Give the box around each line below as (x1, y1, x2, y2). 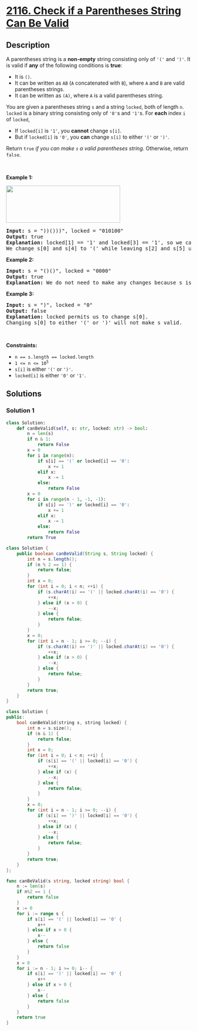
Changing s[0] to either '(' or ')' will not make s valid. (6, 319, 183, 326)
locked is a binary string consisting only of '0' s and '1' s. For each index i (6, 110, 186, 116)
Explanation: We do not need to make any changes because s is (6, 279, 192, 286)
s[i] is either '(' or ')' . (14, 366, 73, 373)
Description (6, 40, 50, 50)
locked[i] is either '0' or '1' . (14, 372, 86, 379)
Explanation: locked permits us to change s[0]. (6, 313, 148, 320)
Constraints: (6, 342, 38, 349)
